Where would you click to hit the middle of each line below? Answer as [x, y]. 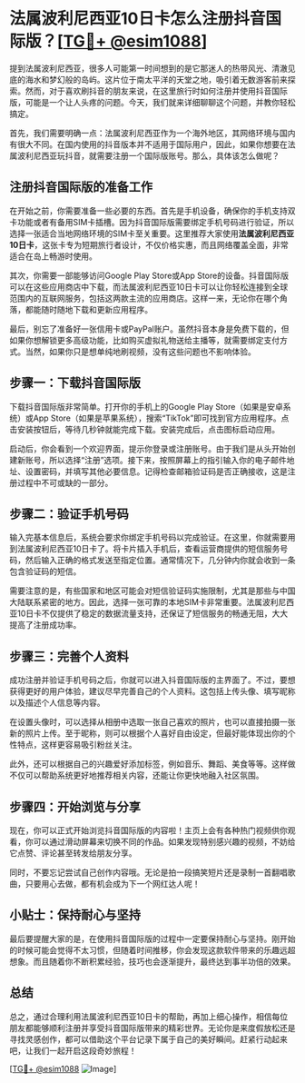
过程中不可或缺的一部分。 [65, 482]
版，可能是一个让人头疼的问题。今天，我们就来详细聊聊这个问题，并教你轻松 [152, 102]
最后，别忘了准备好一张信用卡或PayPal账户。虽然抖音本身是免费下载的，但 [149, 329]
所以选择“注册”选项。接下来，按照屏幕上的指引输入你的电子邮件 [168, 460]
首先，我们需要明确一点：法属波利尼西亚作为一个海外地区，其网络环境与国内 [152, 133]
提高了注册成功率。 [45, 625]
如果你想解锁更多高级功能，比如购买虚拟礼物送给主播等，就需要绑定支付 [144, 340]
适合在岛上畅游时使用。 [53, 256]
